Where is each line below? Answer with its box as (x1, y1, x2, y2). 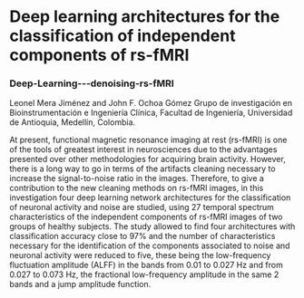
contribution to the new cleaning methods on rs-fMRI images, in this (9, 183, 264, 194)
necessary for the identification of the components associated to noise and (9, 240, 290, 251)
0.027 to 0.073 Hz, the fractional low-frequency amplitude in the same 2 (9, 269, 279, 280)
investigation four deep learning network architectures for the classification (9, 192, 291, 203)
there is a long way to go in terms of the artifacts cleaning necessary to (9, 163, 276, 174)
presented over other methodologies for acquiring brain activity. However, (9, 154, 286, 165)
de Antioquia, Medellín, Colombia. (9, 117, 136, 128)
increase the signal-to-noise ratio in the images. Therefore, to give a (9, 173, 265, 184)
